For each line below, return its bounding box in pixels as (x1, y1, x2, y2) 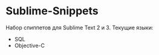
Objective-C (14, 42, 45, 49)
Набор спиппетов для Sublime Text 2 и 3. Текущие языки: (5, 24, 154, 31)
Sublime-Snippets (5, 4, 99, 18)
